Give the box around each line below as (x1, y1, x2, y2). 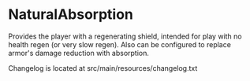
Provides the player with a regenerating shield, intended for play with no (8, 31, 242, 41)
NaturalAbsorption (8, 6, 134, 24)
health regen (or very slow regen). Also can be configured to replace (8, 39, 231, 49)
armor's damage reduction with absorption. (8, 48, 150, 57)
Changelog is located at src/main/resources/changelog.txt (8, 63, 198, 72)
